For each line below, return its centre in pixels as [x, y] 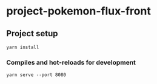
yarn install [23, 47]
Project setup [32, 34]
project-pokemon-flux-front [79, 11]
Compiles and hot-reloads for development [71, 62]
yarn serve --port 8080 [36, 75]
